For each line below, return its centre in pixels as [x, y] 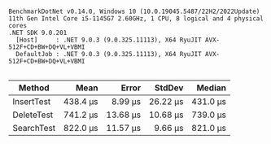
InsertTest [32, 101]
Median [211, 88]
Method [34, 88]
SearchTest [34, 128]
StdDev [169, 88]
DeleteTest [33, 115]
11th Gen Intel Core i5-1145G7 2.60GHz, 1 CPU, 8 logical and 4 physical [136, 19]
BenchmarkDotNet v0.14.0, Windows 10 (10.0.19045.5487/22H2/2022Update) [134, 11]
